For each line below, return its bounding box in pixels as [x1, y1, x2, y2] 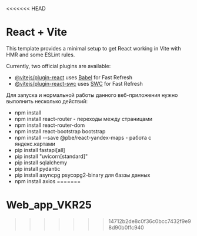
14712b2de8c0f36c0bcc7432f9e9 [108, 217, 191, 225]
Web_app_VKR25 [6, 198, 92, 212]
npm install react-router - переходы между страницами [14, 115, 153, 122]
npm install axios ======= [14, 177, 81, 184]
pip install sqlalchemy [14, 159, 68, 166]
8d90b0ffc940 [108, 224, 144, 231]
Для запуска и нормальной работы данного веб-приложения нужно [6, 91, 178, 99]
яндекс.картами [14, 140, 56, 147]
